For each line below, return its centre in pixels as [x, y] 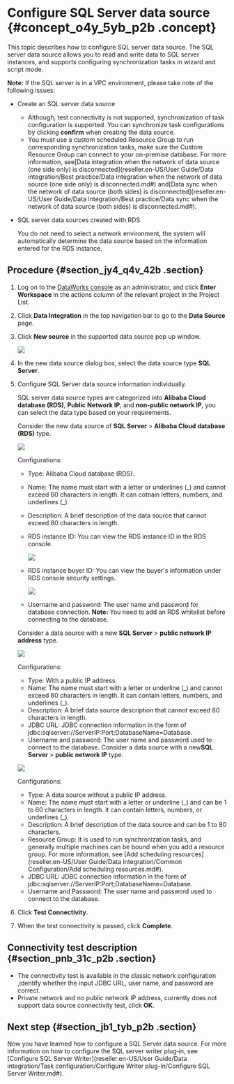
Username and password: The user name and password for [113, 604]
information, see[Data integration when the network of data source [124, 161]
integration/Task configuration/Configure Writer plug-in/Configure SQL [109, 1066]
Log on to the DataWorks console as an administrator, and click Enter [117, 287]
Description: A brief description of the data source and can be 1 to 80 [127, 824]
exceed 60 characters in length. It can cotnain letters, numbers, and [125, 495]
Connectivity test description [72, 948]
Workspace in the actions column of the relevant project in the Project [118, 294]
